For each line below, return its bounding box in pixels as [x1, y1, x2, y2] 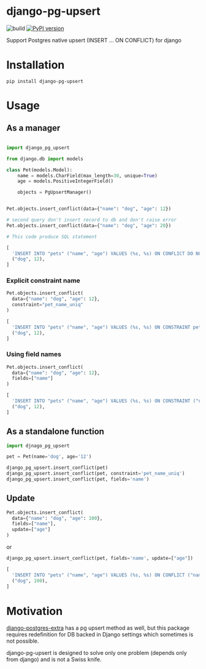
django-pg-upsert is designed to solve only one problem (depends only [6, 649, 187, 657]
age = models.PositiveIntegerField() [17, 178, 114, 185]
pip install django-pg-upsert [6, 78, 84, 84]
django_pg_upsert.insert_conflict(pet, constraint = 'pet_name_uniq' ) [6, 471, 185, 477]
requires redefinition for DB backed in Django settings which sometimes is [6, 631, 194, 638]
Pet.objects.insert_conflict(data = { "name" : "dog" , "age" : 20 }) [6, 222, 172, 228]
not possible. [6, 637, 39, 645]
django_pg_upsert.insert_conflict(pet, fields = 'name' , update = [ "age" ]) [6, 555, 193, 562]
